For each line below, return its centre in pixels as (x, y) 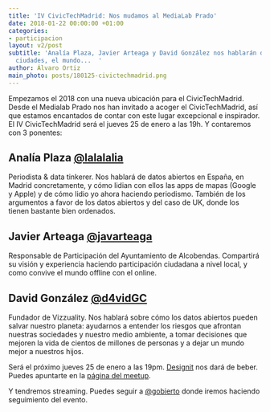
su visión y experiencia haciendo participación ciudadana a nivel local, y (128, 264)
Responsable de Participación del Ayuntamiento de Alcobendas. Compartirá (134, 256)
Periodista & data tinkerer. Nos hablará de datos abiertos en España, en (126, 177)
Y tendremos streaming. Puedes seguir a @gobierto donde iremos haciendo (134, 391)
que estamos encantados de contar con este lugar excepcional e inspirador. (134, 115)
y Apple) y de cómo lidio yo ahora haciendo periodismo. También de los (127, 194)
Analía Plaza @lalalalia (66, 158)
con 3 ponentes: (35, 133)
